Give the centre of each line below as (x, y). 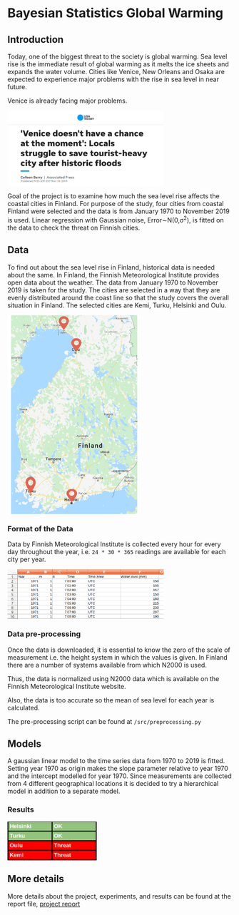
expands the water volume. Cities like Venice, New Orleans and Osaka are (116, 72)
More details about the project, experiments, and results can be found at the (119, 896)
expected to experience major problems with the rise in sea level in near (113, 79)
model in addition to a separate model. (64, 791)
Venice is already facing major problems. (67, 101)
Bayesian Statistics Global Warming (115, 13)
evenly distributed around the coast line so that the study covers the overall (118, 297)
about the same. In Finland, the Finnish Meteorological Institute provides (113, 275)
